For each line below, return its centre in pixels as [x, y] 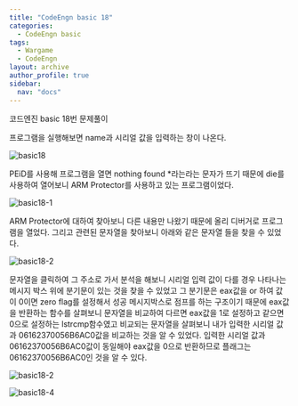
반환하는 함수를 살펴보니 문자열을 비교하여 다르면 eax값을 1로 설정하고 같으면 [151, 313]
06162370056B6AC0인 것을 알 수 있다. [78, 357]
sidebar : [25, 84]
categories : [31, 26]
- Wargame [35, 51]
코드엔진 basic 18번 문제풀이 [59, 118]
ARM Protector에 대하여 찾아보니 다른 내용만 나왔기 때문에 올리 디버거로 [134, 221]
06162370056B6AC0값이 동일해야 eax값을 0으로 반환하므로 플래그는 [130, 346]
